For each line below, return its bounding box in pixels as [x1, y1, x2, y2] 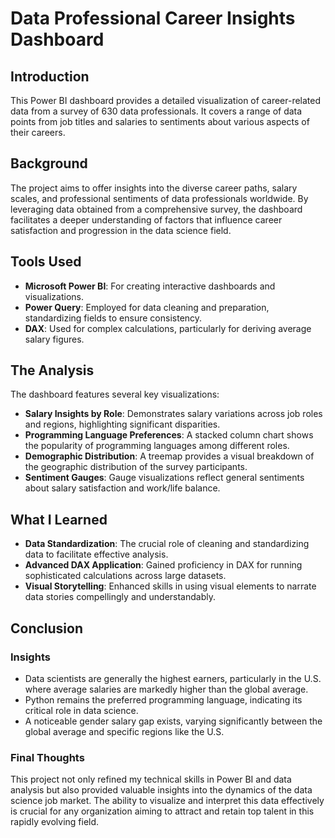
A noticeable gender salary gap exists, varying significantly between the [24, 715, 323, 727]
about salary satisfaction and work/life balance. [24, 482, 221, 494]
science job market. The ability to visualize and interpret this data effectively [10, 795, 325, 807]
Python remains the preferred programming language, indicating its [24, 693, 303, 706]
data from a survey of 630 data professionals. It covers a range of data [10, 105, 303, 117]
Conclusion [10, 620, 84, 637]
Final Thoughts [10, 750, 85, 764]
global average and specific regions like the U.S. [24, 725, 225, 737]
